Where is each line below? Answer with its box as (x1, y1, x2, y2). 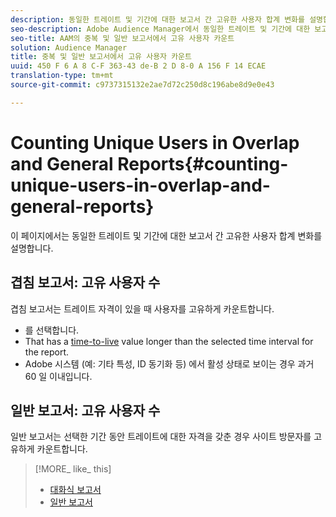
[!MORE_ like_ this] (34, 463, 112, 475)
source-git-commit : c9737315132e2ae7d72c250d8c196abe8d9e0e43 (10, 80, 275, 90)
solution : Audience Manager (10, 42, 128, 53)
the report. (24, 346, 70, 358)
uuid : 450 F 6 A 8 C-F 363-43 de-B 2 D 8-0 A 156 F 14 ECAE (10, 61, 267, 71)
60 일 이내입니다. (24, 370, 93, 382)
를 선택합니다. (24, 324, 80, 336)
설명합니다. (10, 242, 54, 254)
